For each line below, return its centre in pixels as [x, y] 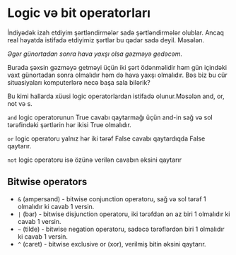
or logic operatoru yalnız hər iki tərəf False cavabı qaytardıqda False [106, 138]
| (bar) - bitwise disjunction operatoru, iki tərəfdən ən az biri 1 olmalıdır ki [124, 214]
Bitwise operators [47, 182]
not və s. [20, 103]
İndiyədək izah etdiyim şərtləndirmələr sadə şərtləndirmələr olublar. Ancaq [116, 32]
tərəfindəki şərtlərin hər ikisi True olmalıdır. [70, 124]
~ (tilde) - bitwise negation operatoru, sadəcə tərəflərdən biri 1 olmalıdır [121, 229]
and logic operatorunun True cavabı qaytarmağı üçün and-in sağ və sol [110, 117]
